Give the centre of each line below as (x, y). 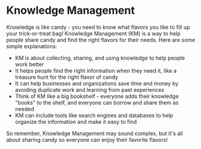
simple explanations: (32, 46)
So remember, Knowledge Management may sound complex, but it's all (95, 133)
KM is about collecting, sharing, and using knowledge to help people (100, 58)
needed (24, 109)
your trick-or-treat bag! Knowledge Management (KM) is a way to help (93, 33)
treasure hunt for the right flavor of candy (66, 77)
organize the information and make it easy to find (76, 121)
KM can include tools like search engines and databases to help (94, 115)
